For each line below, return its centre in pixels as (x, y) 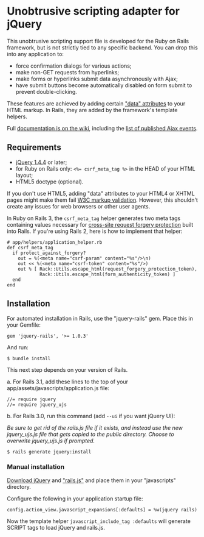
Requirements (34, 148)
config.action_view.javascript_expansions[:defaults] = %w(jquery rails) (102, 510)
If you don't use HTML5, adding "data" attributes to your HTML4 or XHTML (101, 193)
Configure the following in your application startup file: (75, 499)
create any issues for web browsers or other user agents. (79, 206)
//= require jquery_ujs (37, 404)
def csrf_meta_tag (30, 247)
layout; (24, 175)
